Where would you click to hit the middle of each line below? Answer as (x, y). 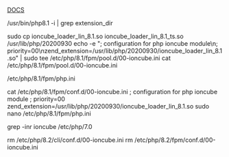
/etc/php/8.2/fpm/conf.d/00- (175, 140)
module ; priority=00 (36, 99)
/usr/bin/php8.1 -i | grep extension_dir (60, 23)
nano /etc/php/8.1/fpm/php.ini (49, 113)
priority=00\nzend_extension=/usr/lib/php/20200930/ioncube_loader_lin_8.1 (115, 51)
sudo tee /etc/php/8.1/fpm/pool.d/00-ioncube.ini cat (97, 58)
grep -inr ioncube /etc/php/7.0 (50, 127)
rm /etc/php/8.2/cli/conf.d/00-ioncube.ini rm (70, 140)
